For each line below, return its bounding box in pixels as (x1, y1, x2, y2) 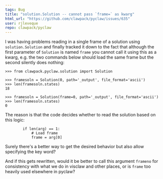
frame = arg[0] (31, 135, 63, 140)
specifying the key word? (5, 149, 56, 155)
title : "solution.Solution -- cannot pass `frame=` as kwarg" (5, 12, 135, 17)
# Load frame (31, 131, 58, 136)
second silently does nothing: (5, 60, 65, 66)
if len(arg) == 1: (23, 127, 60, 132)
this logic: (5, 117, 25, 123)
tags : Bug (5, 7, 25, 12)
